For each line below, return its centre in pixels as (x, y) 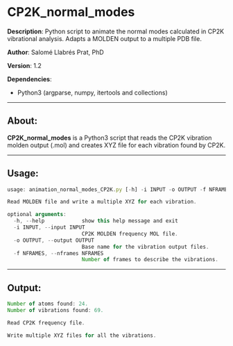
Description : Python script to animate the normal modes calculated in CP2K (115, 31)
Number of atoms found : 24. (48, 304)
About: (23, 121)
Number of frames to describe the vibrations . (150, 260)
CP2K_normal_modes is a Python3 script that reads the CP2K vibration (110, 138)
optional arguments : (37, 215)
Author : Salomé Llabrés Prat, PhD (55, 52)
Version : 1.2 (24, 65)
